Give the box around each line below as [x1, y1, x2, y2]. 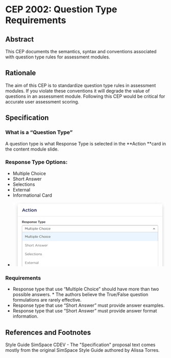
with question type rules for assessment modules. [5, 54, 111, 60]
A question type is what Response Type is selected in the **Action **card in [5, 140, 166, 146]
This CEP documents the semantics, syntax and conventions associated [5, 49, 157, 54]
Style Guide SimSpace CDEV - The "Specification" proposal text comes [5, 342, 156, 348]
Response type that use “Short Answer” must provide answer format [12, 308, 157, 314]
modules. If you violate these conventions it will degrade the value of [5, 88, 150, 94]
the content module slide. [5, 146, 59, 152]
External [12, 186, 31, 193]
